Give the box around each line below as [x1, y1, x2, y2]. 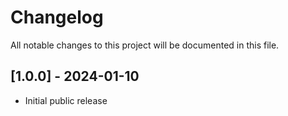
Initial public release [24, 94, 108, 106]
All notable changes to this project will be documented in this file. [10, 39, 280, 51]
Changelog [10, 6, 104, 29]
